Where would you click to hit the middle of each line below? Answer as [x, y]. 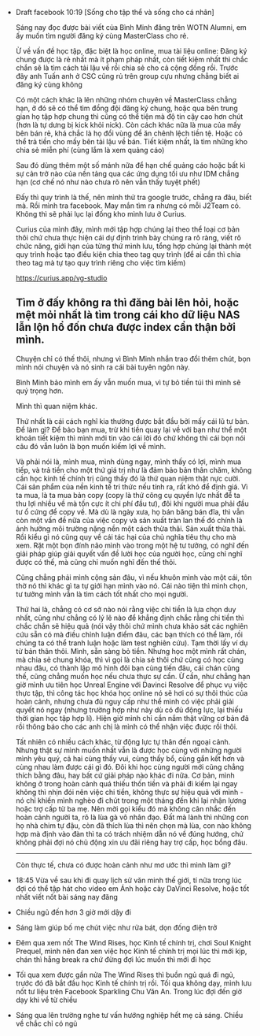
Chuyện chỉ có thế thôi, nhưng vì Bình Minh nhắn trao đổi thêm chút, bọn [133, 358]
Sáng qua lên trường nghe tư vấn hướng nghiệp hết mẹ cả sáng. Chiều [129, 1015]
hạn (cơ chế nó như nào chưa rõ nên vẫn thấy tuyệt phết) [108, 182]
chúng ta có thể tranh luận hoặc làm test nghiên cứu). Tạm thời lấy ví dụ [132, 643]
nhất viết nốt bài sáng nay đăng [66, 897]
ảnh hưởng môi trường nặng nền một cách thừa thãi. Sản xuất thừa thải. [131, 529]
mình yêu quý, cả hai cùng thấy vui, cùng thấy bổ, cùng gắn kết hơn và [130, 758]
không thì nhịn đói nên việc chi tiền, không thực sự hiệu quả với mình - [129, 792]
